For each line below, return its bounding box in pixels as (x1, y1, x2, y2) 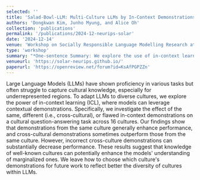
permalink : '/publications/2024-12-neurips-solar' (6, 31, 135, 37)
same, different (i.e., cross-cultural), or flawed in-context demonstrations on (6, 112, 193, 119)
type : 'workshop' (6, 48, 49, 53)
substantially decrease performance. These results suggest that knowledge (6, 143, 192, 150)
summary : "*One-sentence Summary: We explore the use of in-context (6, 53, 180, 59)
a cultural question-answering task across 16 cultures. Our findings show (6, 118, 186, 125)
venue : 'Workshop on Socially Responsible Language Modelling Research (6, 42, 187, 48)
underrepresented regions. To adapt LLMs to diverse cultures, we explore (6, 93, 187, 100)
